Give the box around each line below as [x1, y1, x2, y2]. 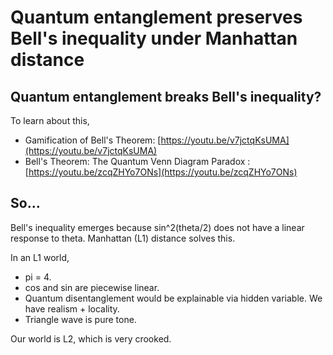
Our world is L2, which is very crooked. [10, 332, 172, 345]
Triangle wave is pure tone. [24, 313, 137, 325]
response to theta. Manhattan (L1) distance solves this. [10, 232, 236, 244]
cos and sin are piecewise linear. [24, 281, 160, 293]
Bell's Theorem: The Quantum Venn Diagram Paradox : [24, 156, 251, 167]
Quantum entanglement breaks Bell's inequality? [10, 88, 322, 105]
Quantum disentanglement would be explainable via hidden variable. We [24, 292, 323, 304]
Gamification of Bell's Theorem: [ [24, 134, 162, 146]
